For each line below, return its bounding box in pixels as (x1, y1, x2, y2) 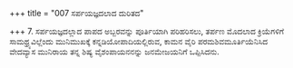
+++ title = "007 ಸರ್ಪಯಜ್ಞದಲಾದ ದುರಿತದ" (9, 8, 144, 18)
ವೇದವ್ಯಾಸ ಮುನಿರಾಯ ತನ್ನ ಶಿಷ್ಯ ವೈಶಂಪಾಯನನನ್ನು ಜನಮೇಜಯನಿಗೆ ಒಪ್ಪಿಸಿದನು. (9, 46, 220, 57)
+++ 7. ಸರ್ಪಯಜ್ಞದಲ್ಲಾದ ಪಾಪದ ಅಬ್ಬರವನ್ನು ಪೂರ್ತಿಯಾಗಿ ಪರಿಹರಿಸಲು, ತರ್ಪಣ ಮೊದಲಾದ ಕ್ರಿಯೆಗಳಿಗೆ (9, 26, 284, 36)
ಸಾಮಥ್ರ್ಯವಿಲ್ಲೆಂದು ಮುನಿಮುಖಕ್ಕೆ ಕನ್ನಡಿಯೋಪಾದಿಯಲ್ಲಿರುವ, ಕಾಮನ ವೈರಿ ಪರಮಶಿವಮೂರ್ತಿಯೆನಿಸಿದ (9, 36, 269, 46)
